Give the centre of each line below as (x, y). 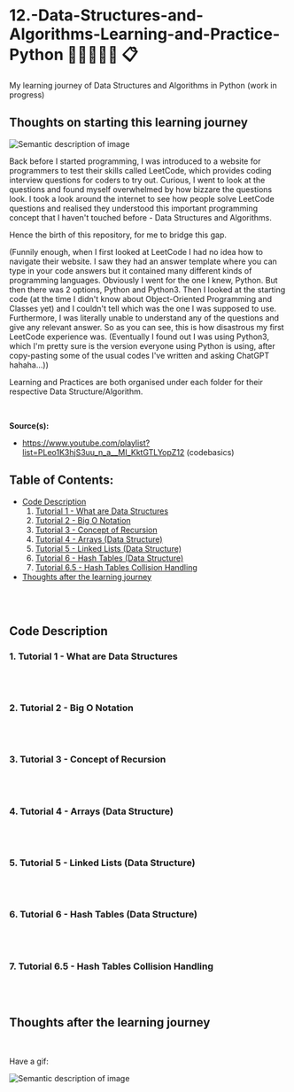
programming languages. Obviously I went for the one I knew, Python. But (143, 280)
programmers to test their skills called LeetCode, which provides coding (140, 170)
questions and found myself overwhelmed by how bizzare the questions (141, 189)
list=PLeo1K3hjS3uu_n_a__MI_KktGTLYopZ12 (103, 452)
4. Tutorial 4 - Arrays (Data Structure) (92, 811)
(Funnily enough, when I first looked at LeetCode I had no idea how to (136, 252)
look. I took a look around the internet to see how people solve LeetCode (142, 198)
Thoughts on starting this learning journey (128, 123)
